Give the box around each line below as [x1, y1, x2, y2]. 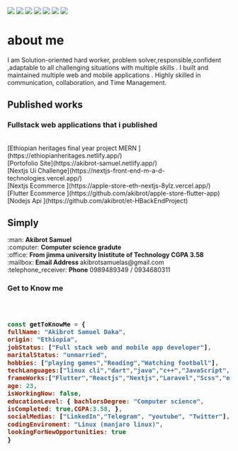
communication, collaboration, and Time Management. [7, 78, 167, 86]
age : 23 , [7, 382, 38, 389]
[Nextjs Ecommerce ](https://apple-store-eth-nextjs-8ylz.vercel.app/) [7, 181, 211, 190]
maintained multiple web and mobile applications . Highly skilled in [7, 71, 201, 79]
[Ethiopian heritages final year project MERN [7, 144, 137, 152]
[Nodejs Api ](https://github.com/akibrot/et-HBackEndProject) [7, 196, 188, 205]
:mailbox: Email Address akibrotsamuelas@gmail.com [7, 258, 164, 267]
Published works [7, 99, 84, 111]
